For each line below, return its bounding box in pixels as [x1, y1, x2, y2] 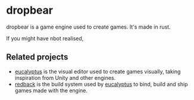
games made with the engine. [14, 87, 88, 94]
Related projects [6, 52, 68, 62]
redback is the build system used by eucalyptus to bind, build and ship [14, 80, 188, 87]
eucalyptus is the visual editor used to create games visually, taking [14, 68, 181, 75]
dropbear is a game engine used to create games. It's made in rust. [6, 23, 171, 30]
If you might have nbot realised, [6, 35, 84, 42]
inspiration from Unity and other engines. [14, 74, 116, 81]
